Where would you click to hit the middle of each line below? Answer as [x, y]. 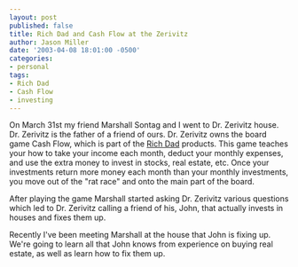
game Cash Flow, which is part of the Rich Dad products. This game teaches [149, 144]
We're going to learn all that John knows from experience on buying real [141, 244]
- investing [31, 100]
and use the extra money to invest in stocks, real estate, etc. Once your [139, 163]
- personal [29, 67]
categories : [31, 59]
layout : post [33, 17]
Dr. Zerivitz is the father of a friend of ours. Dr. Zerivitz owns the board [138, 135]
